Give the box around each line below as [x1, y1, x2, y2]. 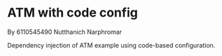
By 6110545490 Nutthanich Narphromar [7, 28, 123, 36]
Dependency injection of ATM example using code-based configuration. [7, 41, 216, 49]
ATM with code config [7, 5, 138, 21]
